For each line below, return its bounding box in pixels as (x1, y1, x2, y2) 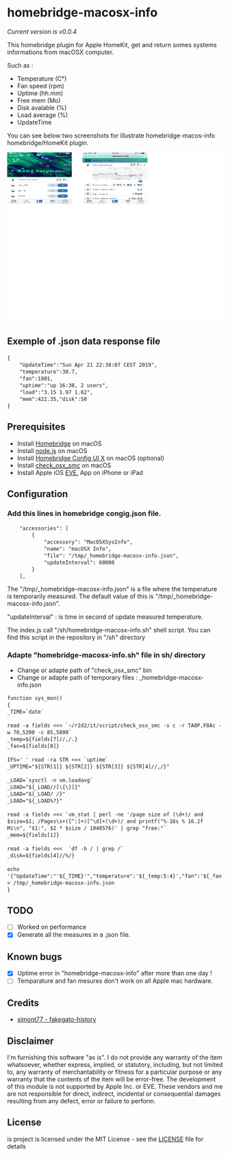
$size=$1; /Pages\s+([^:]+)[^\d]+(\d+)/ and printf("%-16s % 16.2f (7, 818, 204, 825)
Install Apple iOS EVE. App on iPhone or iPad (16, 468, 144, 476)
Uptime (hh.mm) (16, 89, 64, 97)
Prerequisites (7, 421, 66, 433)
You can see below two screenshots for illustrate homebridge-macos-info (7, 131, 216, 140)
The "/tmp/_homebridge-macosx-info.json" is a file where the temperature (7, 585, 218, 593)
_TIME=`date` (7, 708, 44, 715)
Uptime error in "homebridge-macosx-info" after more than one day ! (16, 969, 212, 977)
